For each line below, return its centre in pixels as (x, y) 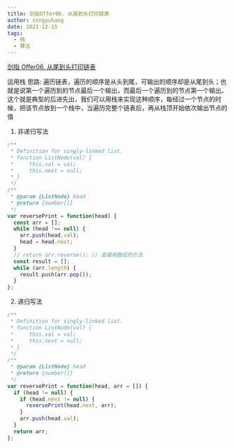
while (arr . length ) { (45, 268)
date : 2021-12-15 (32, 27)
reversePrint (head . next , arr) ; (71, 405)
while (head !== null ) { (50, 229)
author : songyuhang (36, 20)
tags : (15, 33)
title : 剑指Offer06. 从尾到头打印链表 (58, 14)
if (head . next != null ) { (58, 399)
